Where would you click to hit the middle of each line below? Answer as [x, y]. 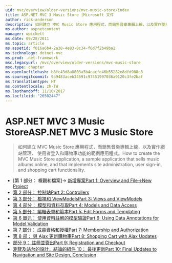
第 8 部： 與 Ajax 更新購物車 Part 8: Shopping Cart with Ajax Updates [85, 236]
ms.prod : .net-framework [32, 58]
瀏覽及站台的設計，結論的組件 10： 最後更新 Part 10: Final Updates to [85, 249]
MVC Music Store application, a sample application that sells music [89, 159]
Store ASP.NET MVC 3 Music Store [79, 132]
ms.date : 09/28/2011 [27, 39]
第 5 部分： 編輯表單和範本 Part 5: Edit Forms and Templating [76, 212]
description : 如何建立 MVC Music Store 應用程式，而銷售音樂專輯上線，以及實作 [84, 24]
